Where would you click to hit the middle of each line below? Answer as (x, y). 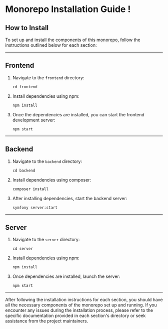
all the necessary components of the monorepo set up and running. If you (81, 305)
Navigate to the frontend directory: (48, 77)
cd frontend (25, 87)
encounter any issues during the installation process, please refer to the (79, 310)
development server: (34, 120)
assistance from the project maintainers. (47, 321)
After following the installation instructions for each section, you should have (84, 300)
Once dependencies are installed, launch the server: (66, 276)
